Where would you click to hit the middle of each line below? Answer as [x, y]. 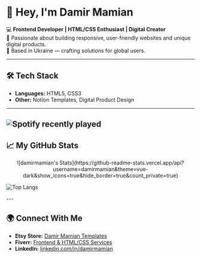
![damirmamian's [38, 163]
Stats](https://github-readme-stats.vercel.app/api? [122, 163]
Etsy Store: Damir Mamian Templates [61, 236]
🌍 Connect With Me [44, 218]
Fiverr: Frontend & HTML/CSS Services [63, 242]
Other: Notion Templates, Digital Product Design [74, 100]
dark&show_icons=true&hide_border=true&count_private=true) [100, 175]
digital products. [26, 44]
